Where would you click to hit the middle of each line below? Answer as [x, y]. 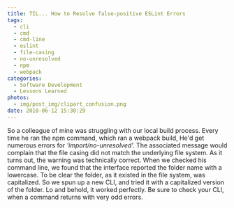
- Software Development [48, 85]
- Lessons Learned [41, 91]
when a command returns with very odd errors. [75, 197]
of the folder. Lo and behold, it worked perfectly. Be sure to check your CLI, [116, 189]
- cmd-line [29, 40]
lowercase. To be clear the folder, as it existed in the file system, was [107, 175]
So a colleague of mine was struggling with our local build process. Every [113, 130]
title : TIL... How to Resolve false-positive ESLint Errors [97, 14]
